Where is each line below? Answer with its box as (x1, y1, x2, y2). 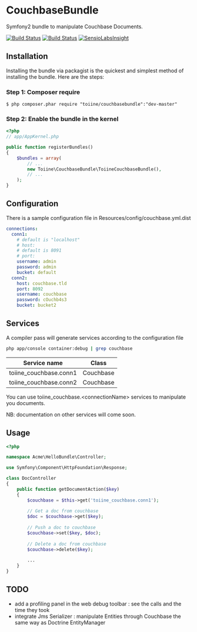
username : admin (16, 259, 57, 265)
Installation (6, 51, 48, 62)
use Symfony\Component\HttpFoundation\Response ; (6, 465, 128, 471)
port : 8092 (16, 286, 44, 292)
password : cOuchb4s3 (16, 297, 67, 303)
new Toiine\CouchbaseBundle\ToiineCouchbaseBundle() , (27, 166, 162, 172)
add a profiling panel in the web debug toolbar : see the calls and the (14, 600, 182, 607)
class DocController (6, 476, 57, 481)
